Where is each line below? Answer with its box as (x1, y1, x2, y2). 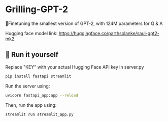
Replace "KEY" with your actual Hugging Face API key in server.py (5, 64, 144, 70)
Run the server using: (5, 83, 50, 89)
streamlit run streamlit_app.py (5, 112, 74, 117)
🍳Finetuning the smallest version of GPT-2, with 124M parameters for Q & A (5, 20, 163, 26)
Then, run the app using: (5, 102, 57, 108)
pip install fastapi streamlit (5, 74, 72, 79)
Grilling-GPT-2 (5, 4, 69, 15)
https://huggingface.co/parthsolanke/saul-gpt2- (58, 30, 160, 36)
